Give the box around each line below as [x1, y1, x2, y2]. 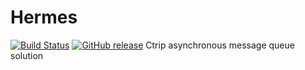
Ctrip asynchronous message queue [145, 39, 295, 51]
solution [10, 49, 44, 61]
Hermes [10, 6, 78, 29]
